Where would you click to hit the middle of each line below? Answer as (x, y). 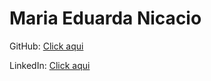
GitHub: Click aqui (46, 46)
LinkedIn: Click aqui (50, 65)
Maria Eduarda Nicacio (105, 18)
